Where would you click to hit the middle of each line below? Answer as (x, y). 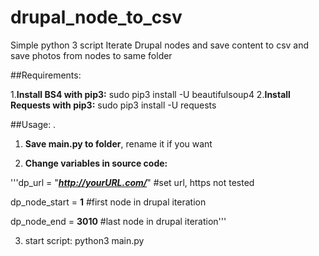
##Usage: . (33, 124)
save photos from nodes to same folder (91, 55)
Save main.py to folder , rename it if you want (118, 143)
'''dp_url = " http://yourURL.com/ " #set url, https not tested (132, 182)
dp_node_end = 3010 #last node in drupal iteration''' (118, 221)
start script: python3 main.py (84, 240)
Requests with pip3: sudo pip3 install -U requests (113, 105)
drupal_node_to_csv (96, 17)
